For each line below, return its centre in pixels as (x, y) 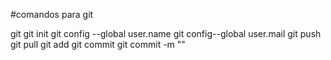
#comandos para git (52, 14)
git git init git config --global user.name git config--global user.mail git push (166, 33)
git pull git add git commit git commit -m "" (98, 44)
